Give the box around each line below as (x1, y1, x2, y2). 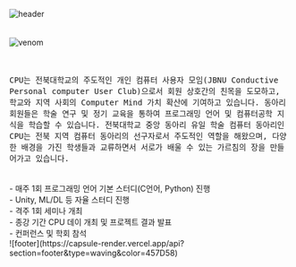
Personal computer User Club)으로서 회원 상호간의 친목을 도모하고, (9, 86, 281, 96)
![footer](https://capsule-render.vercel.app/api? (9, 238, 185, 248)
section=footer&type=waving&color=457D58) (9, 247, 179, 258)
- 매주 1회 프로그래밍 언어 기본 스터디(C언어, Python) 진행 (9, 184, 211, 194)
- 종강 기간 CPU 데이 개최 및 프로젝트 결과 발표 (9, 217, 173, 228)
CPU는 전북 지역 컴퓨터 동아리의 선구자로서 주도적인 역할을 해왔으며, (9, 131, 268, 141)
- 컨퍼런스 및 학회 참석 (9, 228, 88, 238)
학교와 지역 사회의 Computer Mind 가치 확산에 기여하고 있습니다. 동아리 (9, 98, 286, 108)
